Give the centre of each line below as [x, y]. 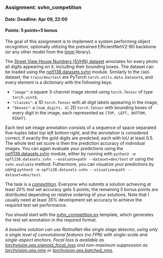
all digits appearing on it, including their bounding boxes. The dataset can [79, 66]
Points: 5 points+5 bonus [31, 31]
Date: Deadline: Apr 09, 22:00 [36, 19]
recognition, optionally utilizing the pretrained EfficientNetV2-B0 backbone [81, 46]
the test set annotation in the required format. [51, 220]
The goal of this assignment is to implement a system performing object [78, 41]
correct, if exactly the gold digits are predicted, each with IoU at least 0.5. [79, 138]
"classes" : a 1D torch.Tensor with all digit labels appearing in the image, [85, 102]
